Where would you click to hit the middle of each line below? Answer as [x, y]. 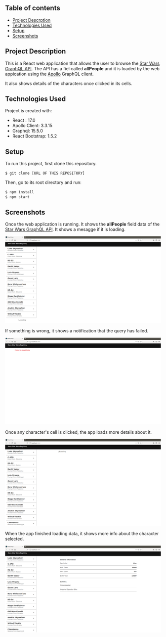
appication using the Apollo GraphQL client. [49, 74]
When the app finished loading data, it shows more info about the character [82, 534]
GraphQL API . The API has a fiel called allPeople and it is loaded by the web [82, 68]
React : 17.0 [24, 120]
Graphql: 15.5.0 [28, 131]
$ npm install [20, 192]
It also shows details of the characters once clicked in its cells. [69, 83]
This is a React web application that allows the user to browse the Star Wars [82, 63]
